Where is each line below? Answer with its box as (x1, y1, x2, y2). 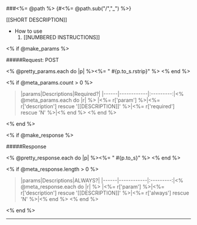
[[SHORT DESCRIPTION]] (6, 16, 67, 23)
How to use (14, 27, 43, 34)
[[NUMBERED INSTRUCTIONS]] (23, 34, 100, 40)
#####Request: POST (6, 57, 59, 63)
